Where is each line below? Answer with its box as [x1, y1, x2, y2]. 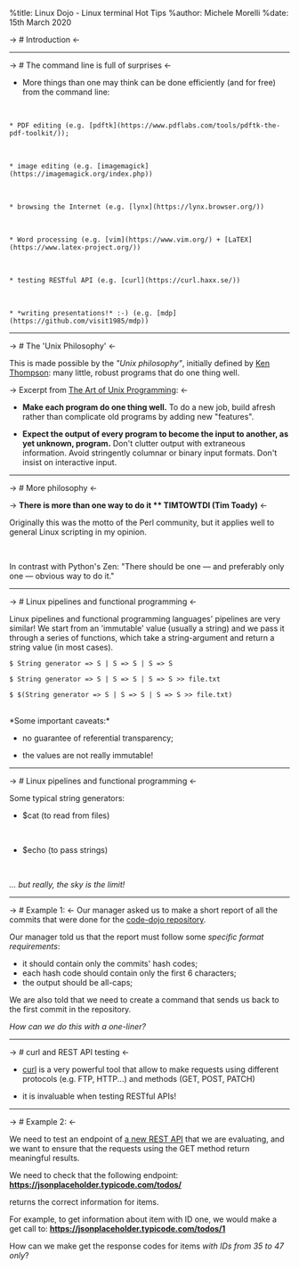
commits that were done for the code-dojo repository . [9, 914, 206, 925]
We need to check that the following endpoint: [9, 1170, 179, 1180]
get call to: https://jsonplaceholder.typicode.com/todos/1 [9, 1224, 226, 1233]
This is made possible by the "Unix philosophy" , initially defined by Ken [9, 358, 271, 368]
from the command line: [21, 86, 110, 97]
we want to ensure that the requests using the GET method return [9, 1143, 250, 1153]
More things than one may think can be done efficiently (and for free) [21, 78, 276, 87]
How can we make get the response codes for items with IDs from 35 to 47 [9, 1240, 285, 1251]
